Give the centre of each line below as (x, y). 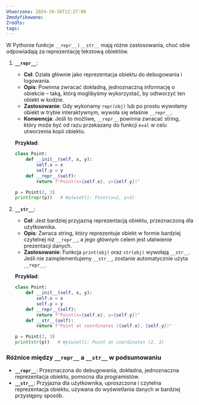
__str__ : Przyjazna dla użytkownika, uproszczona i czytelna (88, 383)
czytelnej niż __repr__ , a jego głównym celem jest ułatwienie (98, 240)
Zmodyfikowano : (25, 17)
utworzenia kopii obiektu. (54, 131)
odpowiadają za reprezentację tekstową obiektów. (67, 52)
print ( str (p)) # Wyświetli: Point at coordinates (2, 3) (89, 343)
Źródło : (16, 23)
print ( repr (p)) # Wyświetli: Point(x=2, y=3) (75, 198)
